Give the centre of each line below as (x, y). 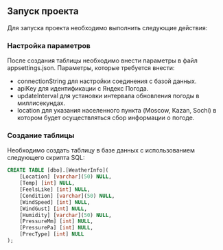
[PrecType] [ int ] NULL (52, 234)
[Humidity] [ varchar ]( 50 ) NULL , (66, 215)
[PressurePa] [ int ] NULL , (57, 228)
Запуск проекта (43, 11)
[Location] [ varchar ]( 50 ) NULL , (66, 177)
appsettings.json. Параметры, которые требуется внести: (91, 68)
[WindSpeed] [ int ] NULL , (55, 202)
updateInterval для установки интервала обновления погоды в (108, 96)
